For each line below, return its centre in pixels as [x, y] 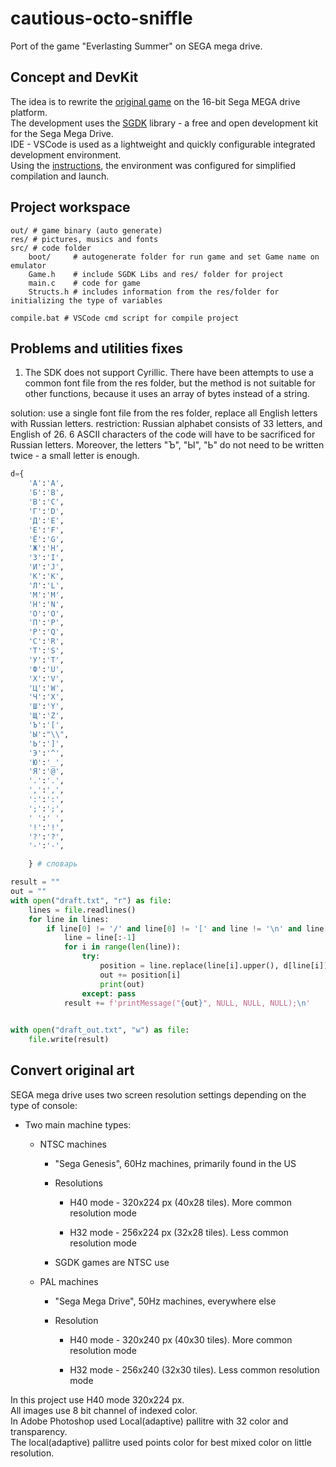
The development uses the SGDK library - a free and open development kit [164, 123]
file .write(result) [69, 1040]
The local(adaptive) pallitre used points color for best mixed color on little [161, 1442]
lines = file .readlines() [82, 910]
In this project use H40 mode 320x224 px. [97, 1399]
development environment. [66, 154]
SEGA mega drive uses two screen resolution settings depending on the [158, 1094]
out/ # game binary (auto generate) [86, 230]
